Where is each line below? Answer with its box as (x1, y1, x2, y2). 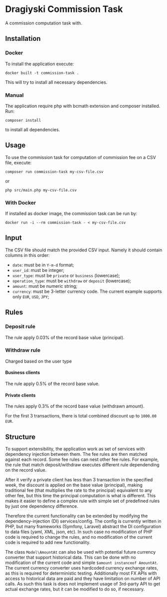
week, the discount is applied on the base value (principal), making (5, 482, 143, 488)
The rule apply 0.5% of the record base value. (5, 381, 100, 387)
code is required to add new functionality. (5, 540, 91, 546)
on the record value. (5, 467, 47, 473)
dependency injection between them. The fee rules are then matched (5, 451, 148, 457)
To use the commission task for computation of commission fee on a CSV (5, 154, 156, 160)
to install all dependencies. (5, 126, 60, 133)
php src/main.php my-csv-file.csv (5, 188, 77, 193)
